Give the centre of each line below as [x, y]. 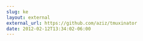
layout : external [28, 17]
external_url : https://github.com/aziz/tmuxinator [72, 23]
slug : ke [17, 12]
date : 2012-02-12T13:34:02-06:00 [49, 29]
